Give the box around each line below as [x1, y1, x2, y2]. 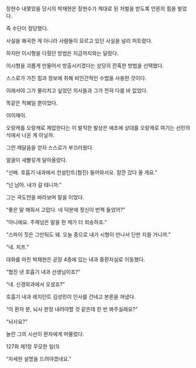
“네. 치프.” [6, 243, 29, 250]
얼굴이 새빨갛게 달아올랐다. [6, 157, 67, 163]
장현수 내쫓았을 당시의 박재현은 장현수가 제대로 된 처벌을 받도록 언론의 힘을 [6, 5, 177, 12]
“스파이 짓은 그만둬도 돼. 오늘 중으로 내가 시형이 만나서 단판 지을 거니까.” [6, 231, 171, 238]
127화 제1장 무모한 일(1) [6, 343, 60, 350]
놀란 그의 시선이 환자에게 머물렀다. [6, 331, 84, 338]
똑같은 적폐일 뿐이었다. [6, 99, 58, 106]
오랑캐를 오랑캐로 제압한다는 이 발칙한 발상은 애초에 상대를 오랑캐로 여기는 [6, 125, 175, 131]
